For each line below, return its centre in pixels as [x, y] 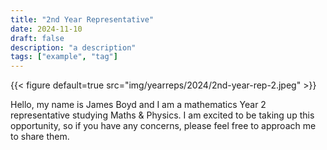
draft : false [37, 38]
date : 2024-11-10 [46, 29]
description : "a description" [73, 47]
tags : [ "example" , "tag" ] [64, 57]
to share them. [40, 137]
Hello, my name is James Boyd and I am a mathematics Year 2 [138, 105]
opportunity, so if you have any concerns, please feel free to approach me [163, 126]
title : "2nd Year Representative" [82, 19]
